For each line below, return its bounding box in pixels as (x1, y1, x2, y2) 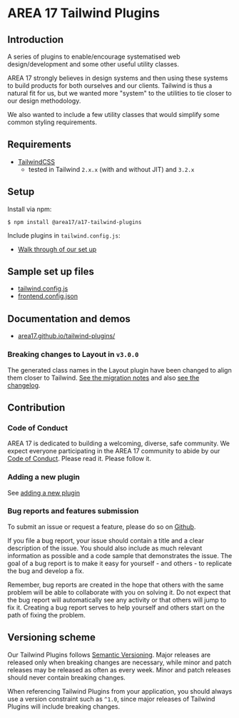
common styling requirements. (7, 118, 98, 126)
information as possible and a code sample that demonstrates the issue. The (7, 551, 233, 560)
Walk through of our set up (17, 245, 97, 253)
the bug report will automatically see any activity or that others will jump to (7, 595, 227, 604)
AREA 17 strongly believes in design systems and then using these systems (7, 74, 228, 82)
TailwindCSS (17, 157, 56, 166)
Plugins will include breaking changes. (7, 702, 120, 711)
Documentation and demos (7, 313, 131, 325)
